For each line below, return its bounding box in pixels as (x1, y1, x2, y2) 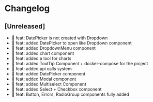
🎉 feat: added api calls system (11, 66, 72, 72)
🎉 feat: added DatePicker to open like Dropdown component (11, 40, 132, 46)
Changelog (4, 3, 50, 14)
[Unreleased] (4, 22, 46, 30)
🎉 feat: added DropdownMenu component (11, 45, 96, 51)
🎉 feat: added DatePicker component (11, 71, 86, 76)
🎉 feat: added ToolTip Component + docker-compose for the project (11, 61, 148, 66)
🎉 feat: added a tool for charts (11, 56, 72, 61)
